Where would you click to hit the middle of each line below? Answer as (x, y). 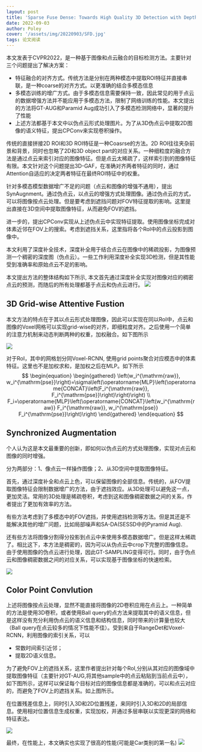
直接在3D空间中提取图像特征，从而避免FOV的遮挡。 (75, 209)
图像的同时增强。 (27, 455)
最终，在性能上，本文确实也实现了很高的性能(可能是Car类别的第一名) (92, 743)
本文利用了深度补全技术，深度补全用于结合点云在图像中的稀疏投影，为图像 (98, 249)
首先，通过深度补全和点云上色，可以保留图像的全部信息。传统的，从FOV (96, 481)
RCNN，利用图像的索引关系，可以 (48, 635)
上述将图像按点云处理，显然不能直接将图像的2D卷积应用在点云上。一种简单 (99, 605)
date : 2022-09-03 (28, 23)
